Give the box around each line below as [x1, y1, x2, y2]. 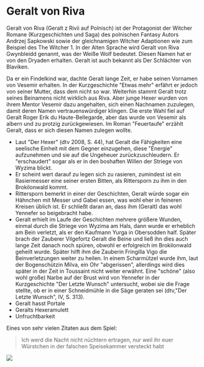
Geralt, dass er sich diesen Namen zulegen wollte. [6, 126, 133, 134]
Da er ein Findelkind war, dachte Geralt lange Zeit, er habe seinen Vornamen [6, 75, 198, 82]
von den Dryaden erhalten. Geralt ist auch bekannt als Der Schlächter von [6, 57, 192, 64]
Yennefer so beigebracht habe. [15, 209, 93, 216]
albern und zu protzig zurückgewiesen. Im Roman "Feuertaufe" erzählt [6, 120, 184, 127]
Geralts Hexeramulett [15, 306, 69, 314]
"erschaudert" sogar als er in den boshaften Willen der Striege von [15, 157, 183, 165]
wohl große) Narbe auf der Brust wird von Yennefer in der [15, 273, 160, 281]
